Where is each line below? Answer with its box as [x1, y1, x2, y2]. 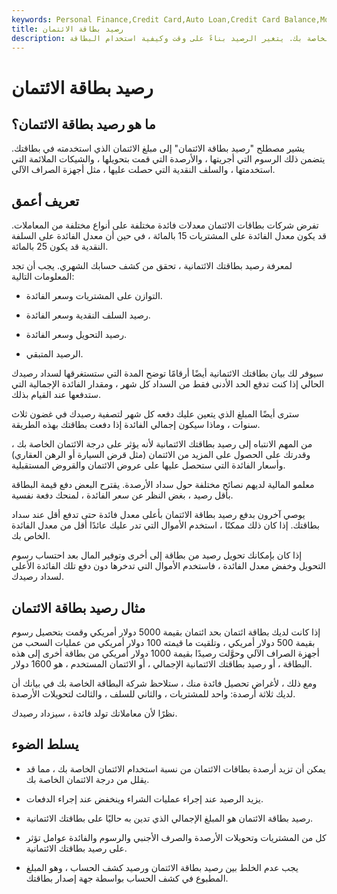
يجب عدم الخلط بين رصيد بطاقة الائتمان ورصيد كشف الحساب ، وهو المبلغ [25, 861, 299, 873]
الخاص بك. [11, 530, 51, 542]
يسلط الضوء [11, 736, 79, 753]
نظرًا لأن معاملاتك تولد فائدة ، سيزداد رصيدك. [11, 707, 178, 719]
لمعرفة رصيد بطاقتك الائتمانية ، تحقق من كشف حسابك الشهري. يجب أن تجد [11, 260, 293, 272]
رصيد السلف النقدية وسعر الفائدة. [25, 309, 151, 321]
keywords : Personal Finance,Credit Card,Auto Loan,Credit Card [11, 14, 281, 25]
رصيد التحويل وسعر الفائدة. [25, 329, 128, 341]
